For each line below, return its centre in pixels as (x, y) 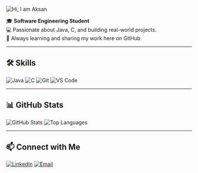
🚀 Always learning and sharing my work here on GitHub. (74, 38)
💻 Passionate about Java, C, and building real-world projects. (81, 30)
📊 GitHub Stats (35, 105)
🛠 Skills (21, 63)
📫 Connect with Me (43, 147)
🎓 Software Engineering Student (48, 21)
